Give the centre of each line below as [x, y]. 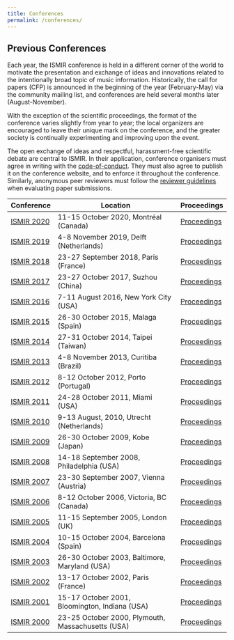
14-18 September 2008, [99, 458]
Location [116, 205]
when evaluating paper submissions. [60, 188]
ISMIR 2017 [30, 281]
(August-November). [37, 102]
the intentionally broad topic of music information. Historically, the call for [112, 80]
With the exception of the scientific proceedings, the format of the [102, 116]
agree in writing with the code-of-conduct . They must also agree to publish [115, 166]
